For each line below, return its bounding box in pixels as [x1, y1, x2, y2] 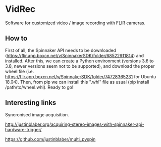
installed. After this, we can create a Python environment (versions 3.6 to [5, 58, 154, 64]
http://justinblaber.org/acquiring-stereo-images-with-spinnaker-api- [5, 121, 145, 127]
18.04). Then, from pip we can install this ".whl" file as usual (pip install [5, 79, 150, 85]
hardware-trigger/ [5, 126, 42, 132]
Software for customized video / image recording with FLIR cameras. [5, 20, 146, 26]
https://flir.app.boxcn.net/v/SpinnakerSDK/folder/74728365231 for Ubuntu [5, 73, 156, 80]
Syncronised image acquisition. [5, 111, 69, 117]
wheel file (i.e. [5, 68, 34, 74]
